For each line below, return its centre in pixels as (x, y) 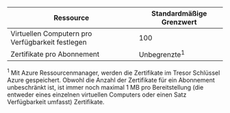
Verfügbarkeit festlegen (49, 42)
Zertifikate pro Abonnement (55, 54)
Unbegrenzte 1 (162, 54)
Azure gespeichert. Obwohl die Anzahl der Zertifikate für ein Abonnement (111, 80)
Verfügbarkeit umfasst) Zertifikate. (56, 101)
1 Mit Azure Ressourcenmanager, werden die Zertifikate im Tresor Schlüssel (114, 72)
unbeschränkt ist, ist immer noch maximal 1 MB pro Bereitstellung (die (105, 87)
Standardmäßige (179, 13)
